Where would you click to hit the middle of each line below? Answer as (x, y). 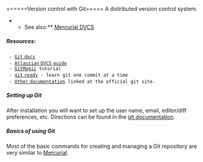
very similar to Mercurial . (37, 152)
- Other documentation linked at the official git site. (82, 82)
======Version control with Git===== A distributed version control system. (102, 9)
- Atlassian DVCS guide (38, 63)
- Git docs (22, 57)
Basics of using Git (31, 131)
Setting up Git (24, 95)
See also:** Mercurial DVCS (59, 27)
